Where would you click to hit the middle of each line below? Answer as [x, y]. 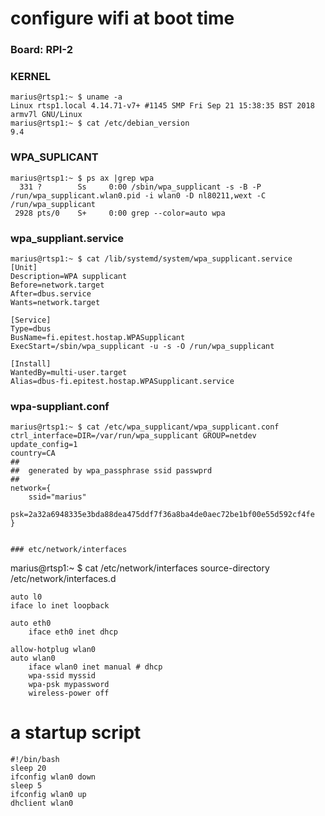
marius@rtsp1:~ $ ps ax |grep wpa [82, 178]
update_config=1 [44, 445]
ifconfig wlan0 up [48, 795]
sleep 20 [28, 768]
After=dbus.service [51, 294]
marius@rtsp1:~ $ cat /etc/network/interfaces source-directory [140, 568]
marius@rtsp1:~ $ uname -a [66, 97]
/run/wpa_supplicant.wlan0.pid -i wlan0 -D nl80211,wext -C [138, 195]
